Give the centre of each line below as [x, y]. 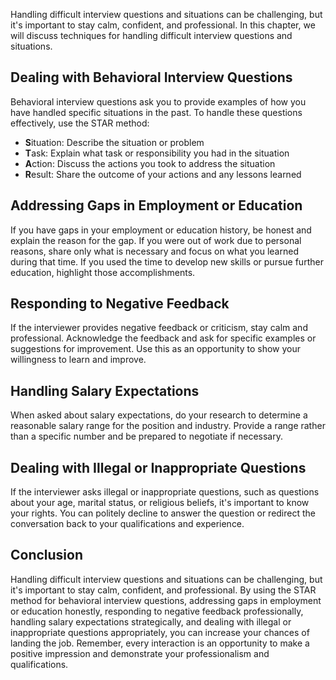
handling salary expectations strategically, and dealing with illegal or [151, 621]
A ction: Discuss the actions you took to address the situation [150, 163]
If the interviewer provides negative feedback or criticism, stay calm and [159, 328]
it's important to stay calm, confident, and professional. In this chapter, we [163, 25]
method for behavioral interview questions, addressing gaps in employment [166, 600]
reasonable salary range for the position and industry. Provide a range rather [168, 426]
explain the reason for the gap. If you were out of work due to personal [156, 240]
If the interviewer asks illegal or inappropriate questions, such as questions [165, 492]
